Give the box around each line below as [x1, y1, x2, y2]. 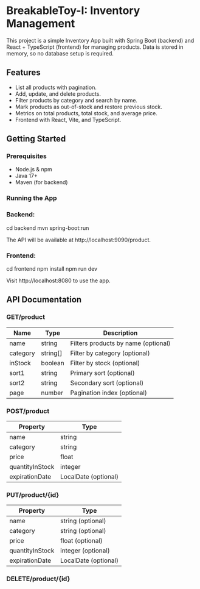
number [41, 388, 64, 397]
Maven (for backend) [15, 179, 68, 186]
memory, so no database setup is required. [6, 49, 114, 57]
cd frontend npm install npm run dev [6, 265, 98, 272]
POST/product [6, 407, 50, 415]
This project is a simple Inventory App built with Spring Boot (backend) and [6, 37, 195, 44]
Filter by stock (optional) [70, 359, 140, 367]
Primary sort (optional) [70, 368, 135, 377]
